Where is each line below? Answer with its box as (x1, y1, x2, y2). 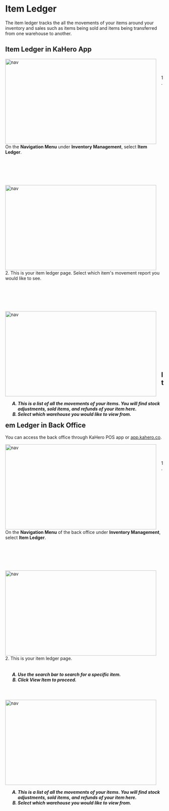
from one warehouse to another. (5, 30, 72, 36)
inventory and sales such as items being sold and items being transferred (5, 25, 157, 31)
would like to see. (5, 275, 42, 281)
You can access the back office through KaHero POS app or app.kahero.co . (5, 435, 162, 441)
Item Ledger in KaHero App (5, 45, 92, 53)
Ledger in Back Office (17, 421, 86, 429)
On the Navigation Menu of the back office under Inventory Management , (5, 529, 161, 535)
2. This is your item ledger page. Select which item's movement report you (5, 269, 160, 276)
